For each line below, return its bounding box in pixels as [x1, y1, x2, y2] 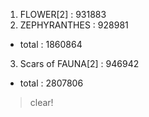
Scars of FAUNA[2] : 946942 [19, 58, 140, 69]
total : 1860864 [19, 39, 83, 50]
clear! [29, 97, 54, 108]
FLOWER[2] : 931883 [19, 9, 107, 20]
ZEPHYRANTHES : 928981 [19, 19, 129, 31]
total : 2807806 [19, 77, 84, 89]
